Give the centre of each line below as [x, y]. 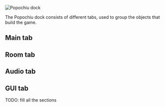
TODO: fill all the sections [31, 100]
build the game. [21, 22]
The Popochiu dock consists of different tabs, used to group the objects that [82, 17]
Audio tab [20, 71]
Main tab [19, 38]
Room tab [20, 54]
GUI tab [17, 88]
